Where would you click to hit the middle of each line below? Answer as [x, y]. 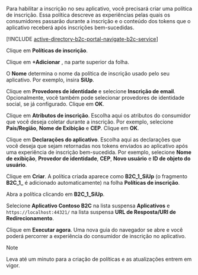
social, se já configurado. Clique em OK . [55, 104]
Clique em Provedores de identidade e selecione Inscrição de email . [91, 91]
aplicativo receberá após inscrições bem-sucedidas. [70, 27]
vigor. [13, 265]
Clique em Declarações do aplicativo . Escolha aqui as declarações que [94, 140]
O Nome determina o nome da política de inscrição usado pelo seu [88, 73]
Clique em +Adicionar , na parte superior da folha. [68, 62]
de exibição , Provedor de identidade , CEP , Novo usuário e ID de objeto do [98, 159]
